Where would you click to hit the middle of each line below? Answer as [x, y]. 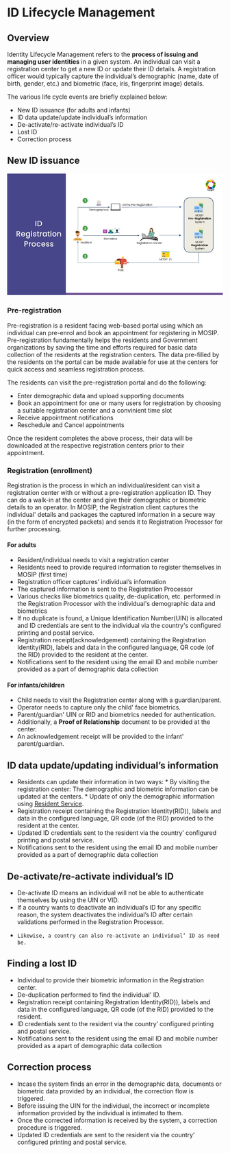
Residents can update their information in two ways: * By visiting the [113, 782]
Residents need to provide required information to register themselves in [119, 568]
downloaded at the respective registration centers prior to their [96, 445]
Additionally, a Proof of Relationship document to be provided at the [114, 722]
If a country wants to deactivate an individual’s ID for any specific [109, 907]
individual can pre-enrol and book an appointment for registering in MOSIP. [113, 332]
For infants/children [36, 685]
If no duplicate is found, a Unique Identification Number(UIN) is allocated [119, 618]
